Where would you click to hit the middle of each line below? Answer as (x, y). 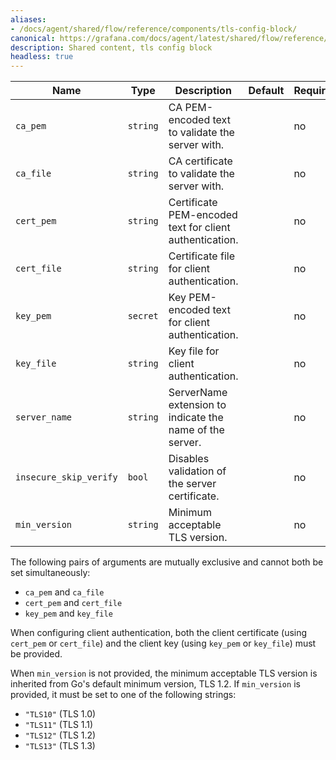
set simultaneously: (50, 573)
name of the (196, 430)
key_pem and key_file (68, 613)
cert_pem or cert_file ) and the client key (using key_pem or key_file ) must (163, 643)
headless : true (42, 57)
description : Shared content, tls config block (111, 47)
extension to (197, 405)
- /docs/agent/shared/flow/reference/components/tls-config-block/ (154, 29)
